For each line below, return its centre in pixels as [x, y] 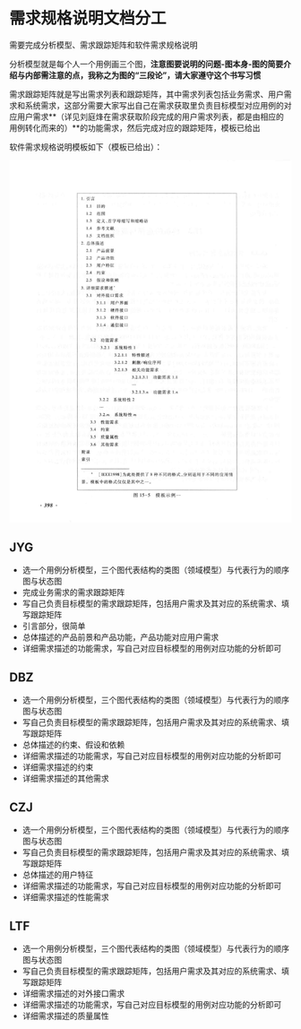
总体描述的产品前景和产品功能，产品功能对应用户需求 [120, 637]
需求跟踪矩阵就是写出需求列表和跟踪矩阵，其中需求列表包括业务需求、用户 [146, 94]
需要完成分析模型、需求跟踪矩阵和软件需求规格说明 [103, 45]
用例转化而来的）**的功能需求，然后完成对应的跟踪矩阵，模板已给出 [135, 127]
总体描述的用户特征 [58, 875]
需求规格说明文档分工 [88, 18]
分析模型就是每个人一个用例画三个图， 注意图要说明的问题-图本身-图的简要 [146, 64]
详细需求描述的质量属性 [65, 1016]
